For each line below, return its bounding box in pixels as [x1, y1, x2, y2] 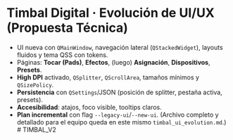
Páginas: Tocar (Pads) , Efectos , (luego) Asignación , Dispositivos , [16, 58, 210, 66]
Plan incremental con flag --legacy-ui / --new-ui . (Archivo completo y [16, 110, 219, 119]
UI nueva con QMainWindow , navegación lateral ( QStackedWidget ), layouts [16, 43, 223, 51]
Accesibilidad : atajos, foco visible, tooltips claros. [16, 103, 163, 111]
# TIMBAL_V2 [16, 125, 57, 134]
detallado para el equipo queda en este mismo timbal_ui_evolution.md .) [16, 117, 227, 126]
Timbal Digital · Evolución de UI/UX [6, 5, 215, 21]
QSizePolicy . [16, 80, 54, 89]
